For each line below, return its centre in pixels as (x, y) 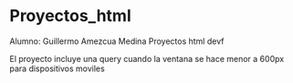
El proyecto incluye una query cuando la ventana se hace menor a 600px (147, 58)
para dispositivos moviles (57, 68)
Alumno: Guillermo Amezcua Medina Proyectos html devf (117, 41)
